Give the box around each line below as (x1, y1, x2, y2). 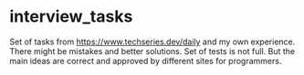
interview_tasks (9, 6, 133, 27)
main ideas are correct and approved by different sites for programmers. (9, 55, 282, 66)
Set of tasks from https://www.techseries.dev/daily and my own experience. (9, 36, 296, 47)
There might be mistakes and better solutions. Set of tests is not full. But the (9, 45, 295, 56)
